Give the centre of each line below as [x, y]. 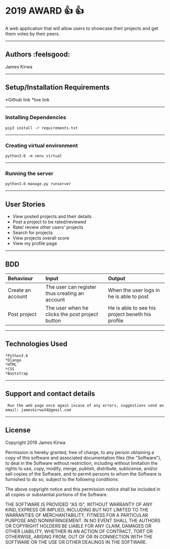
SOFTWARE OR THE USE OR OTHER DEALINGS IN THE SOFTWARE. [76, 542]
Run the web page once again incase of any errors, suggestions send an [86, 405]
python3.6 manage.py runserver [38, 184]
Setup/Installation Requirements [57, 88]
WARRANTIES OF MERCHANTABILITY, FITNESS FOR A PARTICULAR [77, 515]
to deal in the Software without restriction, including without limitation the [81, 463]
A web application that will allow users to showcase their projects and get [82, 28]
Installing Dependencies [36, 117]
